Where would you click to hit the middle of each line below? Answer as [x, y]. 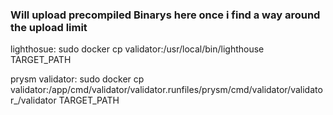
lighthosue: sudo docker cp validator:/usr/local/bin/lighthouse [137, 49]
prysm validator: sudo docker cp [77, 79]
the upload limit [49, 27]
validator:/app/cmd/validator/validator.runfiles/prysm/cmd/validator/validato [166, 90]
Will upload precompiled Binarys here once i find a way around [165, 15]
